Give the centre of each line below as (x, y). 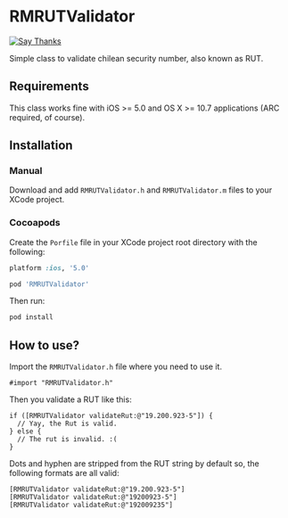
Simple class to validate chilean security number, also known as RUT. (136, 58)
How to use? (45, 345)
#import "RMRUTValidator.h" (62, 383)
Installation (41, 146)
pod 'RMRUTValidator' (49, 284)
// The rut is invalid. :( (67, 440)
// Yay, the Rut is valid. (67, 424)
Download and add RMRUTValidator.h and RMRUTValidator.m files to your (141, 190)
